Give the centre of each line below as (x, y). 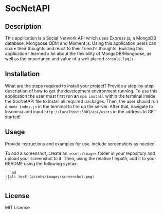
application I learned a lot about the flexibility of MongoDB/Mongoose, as (78, 53)
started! (13, 117)
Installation (22, 74)
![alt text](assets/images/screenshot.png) (50, 177)
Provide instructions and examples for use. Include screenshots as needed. (81, 143)
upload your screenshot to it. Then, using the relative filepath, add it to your (81, 158)
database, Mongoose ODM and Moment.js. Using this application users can (81, 43)
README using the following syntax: (41, 163)
